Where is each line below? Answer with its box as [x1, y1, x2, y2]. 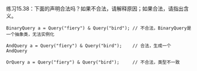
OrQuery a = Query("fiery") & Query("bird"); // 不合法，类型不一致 [6, 59, 181, 65]
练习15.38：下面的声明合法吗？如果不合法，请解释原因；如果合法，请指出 [6, 5, 184, 12]
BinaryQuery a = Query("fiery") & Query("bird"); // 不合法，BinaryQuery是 [6, 25, 192, 31]
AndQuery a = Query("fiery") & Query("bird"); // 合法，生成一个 [6, 43, 172, 49]
